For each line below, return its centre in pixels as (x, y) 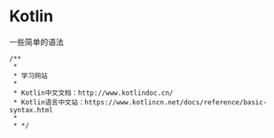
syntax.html (31, 110)
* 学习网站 (31, 76)
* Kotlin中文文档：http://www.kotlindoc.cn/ (93, 93)
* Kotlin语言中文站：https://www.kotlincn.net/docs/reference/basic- (140, 102)
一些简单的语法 (36, 42)
